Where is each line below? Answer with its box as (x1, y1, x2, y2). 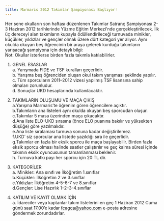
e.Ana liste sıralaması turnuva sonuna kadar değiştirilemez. (12, 128, 132, 134)
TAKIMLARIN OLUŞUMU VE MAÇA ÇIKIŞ (12, 97, 95, 103)
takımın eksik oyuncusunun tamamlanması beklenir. (12, 149, 117, 155)
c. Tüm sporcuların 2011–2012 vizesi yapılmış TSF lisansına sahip (12, 77, 143, 83)
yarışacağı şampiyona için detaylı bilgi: (5, 47, 83, 53)
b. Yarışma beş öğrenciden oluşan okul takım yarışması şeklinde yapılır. (12, 72, 156, 78)
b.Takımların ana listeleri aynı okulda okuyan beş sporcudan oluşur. (12, 108, 148, 113)
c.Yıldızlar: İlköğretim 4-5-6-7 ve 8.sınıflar (12, 180, 97, 186)
